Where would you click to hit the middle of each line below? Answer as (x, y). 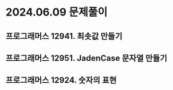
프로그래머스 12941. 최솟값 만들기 (64, 36)
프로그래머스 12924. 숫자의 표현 (61, 80)
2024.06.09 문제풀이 (57, 12)
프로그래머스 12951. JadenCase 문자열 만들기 (86, 58)
